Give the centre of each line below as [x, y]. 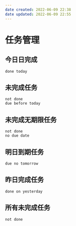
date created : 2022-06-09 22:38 [38, 10]
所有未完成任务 [28, 208]
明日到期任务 [25, 152]
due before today [23, 104]
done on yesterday [24, 191]
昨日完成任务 [25, 180]
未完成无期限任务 [31, 120]
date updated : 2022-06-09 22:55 [38, 14]
